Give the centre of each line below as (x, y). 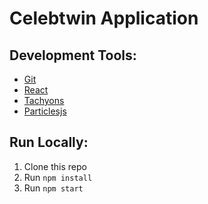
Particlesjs (45, 111)
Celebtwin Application (104, 18)
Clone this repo (55, 166)
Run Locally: (49, 142)
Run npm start (53, 188)
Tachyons (44, 100)
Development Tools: (73, 55)
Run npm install (58, 177)
